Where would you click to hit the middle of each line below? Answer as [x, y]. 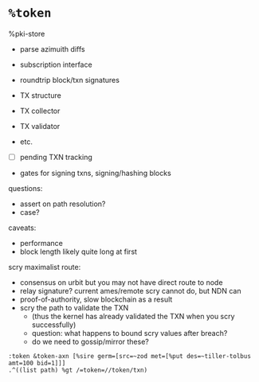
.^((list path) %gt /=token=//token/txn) [78, 370]
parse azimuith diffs [52, 49]
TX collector [40, 111]
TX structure [40, 95]
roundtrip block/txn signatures [69, 80]
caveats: [22, 228]
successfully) [54, 325]
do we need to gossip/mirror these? [90, 341]
